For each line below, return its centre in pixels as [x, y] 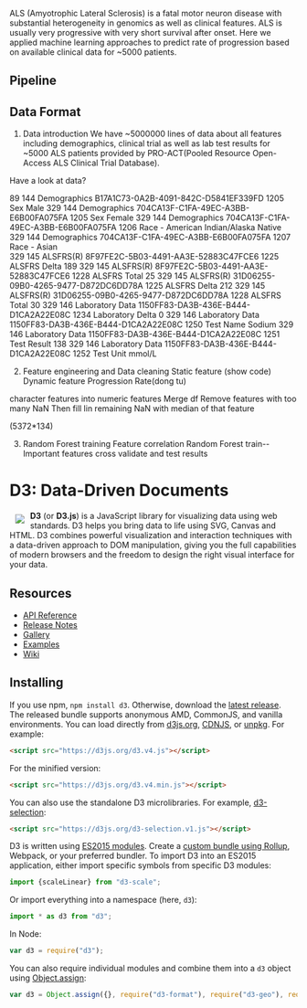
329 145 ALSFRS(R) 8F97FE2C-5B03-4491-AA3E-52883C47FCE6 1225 [144, 257]
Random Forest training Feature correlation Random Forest [133, 444]
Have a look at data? [48, 181]
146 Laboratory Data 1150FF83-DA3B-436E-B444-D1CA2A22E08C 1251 [145, 334]
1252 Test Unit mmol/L [115, 354]
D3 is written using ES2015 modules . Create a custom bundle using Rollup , [150, 846]
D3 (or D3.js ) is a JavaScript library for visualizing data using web [154, 516]
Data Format [45, 112]
